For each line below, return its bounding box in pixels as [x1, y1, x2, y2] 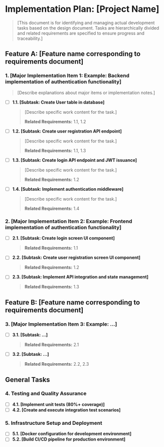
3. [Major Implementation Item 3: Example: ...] [5, 320, 117, 327]
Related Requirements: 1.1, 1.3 [24, 147, 86, 153]
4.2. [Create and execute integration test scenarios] [12, 407, 121, 413]
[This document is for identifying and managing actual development [17, 20, 155, 26]
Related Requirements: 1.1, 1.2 [24, 118, 86, 124]
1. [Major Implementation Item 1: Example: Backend [5, 72, 130, 79]
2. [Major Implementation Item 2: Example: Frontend [5, 218, 132, 225]
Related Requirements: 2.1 [24, 342, 79, 348]
